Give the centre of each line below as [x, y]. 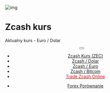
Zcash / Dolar [85, 61]
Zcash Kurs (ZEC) [85, 56]
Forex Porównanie [85, 86]
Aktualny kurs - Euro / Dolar [33, 40]
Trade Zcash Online [85, 76]
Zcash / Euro [85, 66]
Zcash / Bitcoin [85, 71]
